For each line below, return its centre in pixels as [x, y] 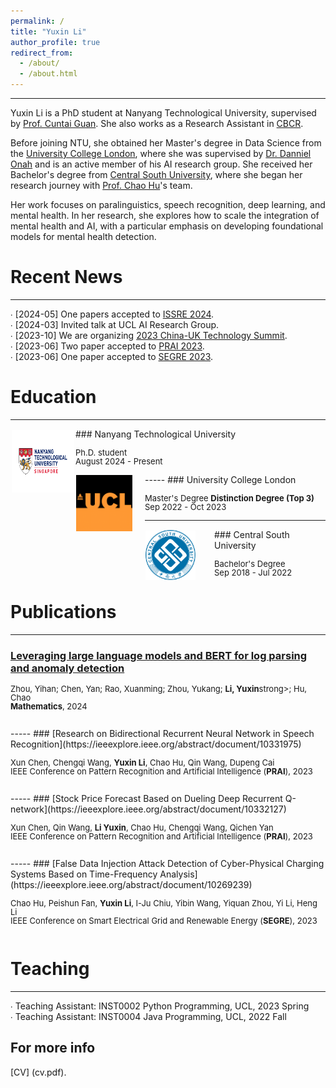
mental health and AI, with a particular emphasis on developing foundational [167, 226]
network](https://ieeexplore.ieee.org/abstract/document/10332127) [148, 809]
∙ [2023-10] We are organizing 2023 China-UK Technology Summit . [149, 335]
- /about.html [48, 74]
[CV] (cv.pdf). [38, 1072]
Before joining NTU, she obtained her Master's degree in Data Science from [166, 143]
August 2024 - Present [119, 461]
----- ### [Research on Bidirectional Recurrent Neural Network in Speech [162, 734]
